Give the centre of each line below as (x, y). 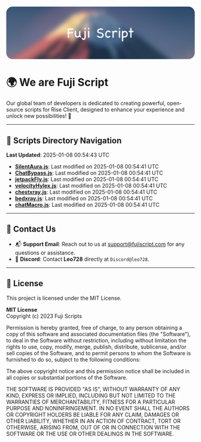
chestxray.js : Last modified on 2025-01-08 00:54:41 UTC (86, 192)
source (15, 110)
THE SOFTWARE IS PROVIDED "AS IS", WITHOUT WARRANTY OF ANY (93, 389)
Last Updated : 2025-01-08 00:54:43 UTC (58, 155)
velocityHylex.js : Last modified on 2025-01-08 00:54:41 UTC (91, 186)
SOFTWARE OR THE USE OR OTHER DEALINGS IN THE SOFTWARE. (90, 434)
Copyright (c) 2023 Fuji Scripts (44, 316)
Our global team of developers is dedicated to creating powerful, (86, 103)
